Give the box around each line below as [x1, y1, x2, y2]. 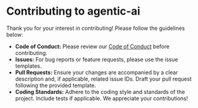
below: [6, 31, 23, 38]
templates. [15, 62, 42, 70]
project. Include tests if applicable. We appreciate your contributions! [15, 95, 188, 102]
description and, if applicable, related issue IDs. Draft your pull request [15, 75, 192, 82]
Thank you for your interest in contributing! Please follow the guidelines [6, 24, 185, 32]
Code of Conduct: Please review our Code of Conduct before [15, 43, 170, 50]
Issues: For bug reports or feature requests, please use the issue [15, 56, 178, 63]
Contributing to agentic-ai [6, 4, 141, 18]
